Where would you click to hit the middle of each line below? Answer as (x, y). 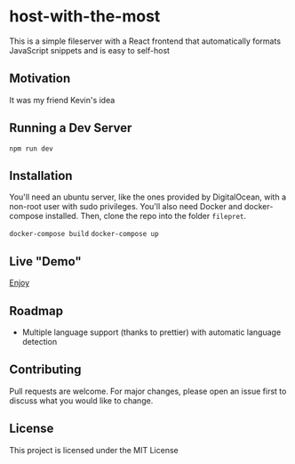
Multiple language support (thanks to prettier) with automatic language (151, 332)
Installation (41, 175)
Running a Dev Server (71, 128)
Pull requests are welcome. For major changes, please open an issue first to (148, 391)
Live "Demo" (45, 261)
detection (40, 342)
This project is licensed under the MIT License (94, 450)
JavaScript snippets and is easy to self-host (90, 50)
